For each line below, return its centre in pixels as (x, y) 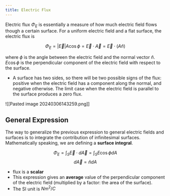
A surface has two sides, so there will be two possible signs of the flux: (87, 78)
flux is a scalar (28, 172)
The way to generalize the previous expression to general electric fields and (84, 132)
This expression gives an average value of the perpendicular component (89, 177)
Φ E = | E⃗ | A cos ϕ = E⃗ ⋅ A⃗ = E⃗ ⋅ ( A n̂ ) (85, 47)
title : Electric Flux (28, 10)
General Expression (37, 120)
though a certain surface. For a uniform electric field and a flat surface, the (83, 31)
